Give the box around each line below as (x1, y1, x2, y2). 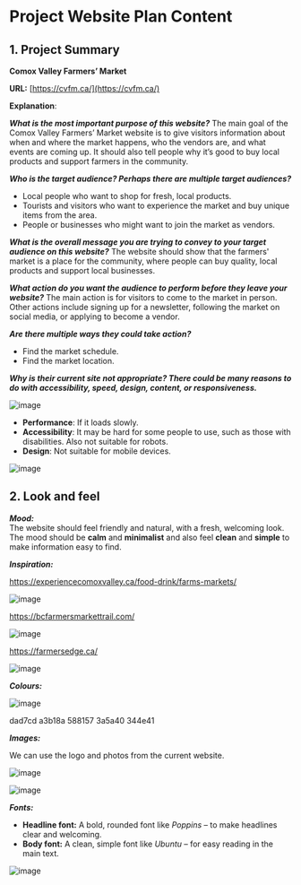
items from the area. (21, 210, 98, 221)
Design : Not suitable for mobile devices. (21, 446, 172, 456)
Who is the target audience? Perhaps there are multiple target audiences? (9, 173, 292, 184)
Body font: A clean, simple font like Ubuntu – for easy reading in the (21, 838, 273, 849)
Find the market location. (21, 356, 115, 366)
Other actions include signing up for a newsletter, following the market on (9, 302, 280, 312)
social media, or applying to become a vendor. (9, 311, 181, 322)
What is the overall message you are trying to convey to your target (9, 237, 267, 247)
